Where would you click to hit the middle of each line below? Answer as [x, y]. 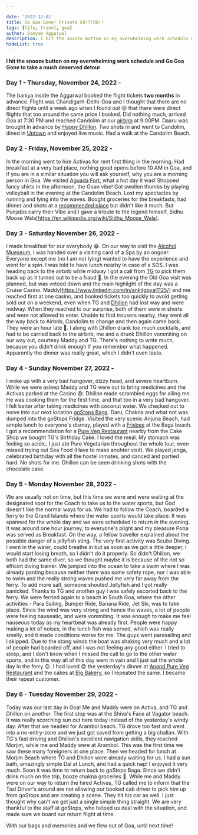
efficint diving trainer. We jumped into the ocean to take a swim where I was [98, 566]
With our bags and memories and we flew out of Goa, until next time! [90, 826]
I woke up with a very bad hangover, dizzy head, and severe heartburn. [93, 381]
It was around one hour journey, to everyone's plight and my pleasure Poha [97, 528]
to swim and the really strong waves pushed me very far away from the [93, 579]
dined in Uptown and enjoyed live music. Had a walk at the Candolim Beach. [98, 133]
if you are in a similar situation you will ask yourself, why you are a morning [97, 174]
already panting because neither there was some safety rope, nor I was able [99, 572]
